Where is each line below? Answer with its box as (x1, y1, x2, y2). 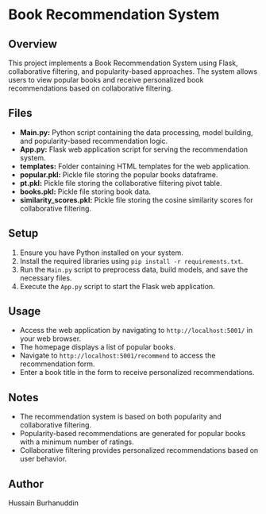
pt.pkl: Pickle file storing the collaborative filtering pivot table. (19, 178, 222, 187)
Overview (8, 37, 58, 51)
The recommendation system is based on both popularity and (19, 412, 222, 422)
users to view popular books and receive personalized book (8, 75, 204, 84)
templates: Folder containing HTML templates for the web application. (19, 161, 251, 171)
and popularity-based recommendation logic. (19, 136, 168, 145)
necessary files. (19, 272, 72, 283)
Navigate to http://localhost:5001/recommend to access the (19, 351, 216, 361)
